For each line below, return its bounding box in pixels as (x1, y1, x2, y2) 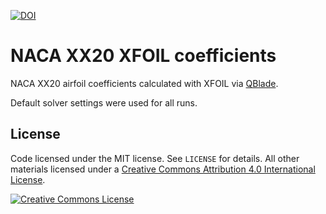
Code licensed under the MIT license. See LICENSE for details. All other (10, 152, 300, 164)
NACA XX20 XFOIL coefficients (10, 45, 277, 67)
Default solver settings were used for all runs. (10, 96, 198, 109)
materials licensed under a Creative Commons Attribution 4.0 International (10, 163, 316, 175)
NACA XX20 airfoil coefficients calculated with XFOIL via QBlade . (10, 77, 279, 89)
